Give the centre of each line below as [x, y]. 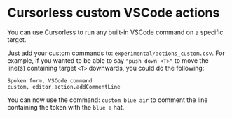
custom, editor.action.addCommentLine [64, 87]
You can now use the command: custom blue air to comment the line [108, 100]
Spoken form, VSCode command [50, 81]
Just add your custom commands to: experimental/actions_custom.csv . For [116, 53]
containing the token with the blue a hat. [66, 107]
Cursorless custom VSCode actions [114, 13]
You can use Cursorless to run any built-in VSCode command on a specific [115, 32]
